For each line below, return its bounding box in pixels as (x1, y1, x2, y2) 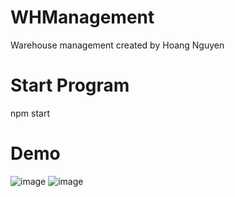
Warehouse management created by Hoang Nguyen (10, 39, 225, 51)
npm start (10, 107, 51, 119)
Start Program (10, 74, 130, 97)
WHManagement (10, 6, 155, 29)
